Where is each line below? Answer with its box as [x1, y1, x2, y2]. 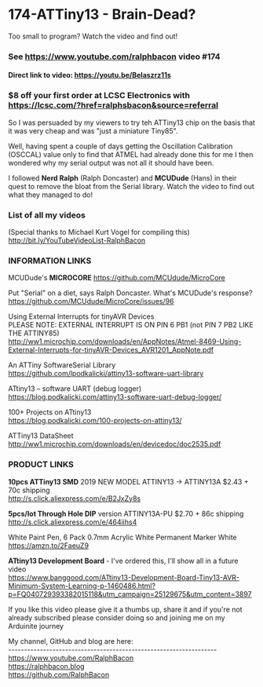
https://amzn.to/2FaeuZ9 [8, 540, 89, 550]
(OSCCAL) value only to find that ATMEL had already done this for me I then [8, 149, 254, 159]
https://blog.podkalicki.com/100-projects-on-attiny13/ [8, 416, 182, 426]
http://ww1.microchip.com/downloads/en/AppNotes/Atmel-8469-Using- [8, 337, 242, 346]
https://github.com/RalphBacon [8, 670, 110, 679]
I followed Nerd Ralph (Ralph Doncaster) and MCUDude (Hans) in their [8, 173, 237, 182]
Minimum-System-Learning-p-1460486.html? [8, 581, 155, 590]
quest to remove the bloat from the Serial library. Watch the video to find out [8, 181, 255, 191]
